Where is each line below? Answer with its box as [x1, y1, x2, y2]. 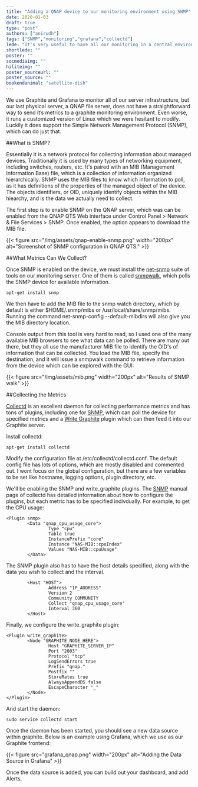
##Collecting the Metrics [6, 391, 67, 398]
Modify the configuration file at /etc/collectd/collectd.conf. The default [6, 455, 178, 462]
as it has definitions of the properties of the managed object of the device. [6, 182, 187, 189]
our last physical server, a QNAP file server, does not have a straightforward [6, 103, 190, 109]
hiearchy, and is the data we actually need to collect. [6, 195, 134, 202]
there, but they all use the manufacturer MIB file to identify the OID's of [6, 343, 179, 350]
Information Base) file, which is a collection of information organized [6, 170, 172, 176]
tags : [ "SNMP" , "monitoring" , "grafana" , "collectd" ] [6, 36, 133, 42]
